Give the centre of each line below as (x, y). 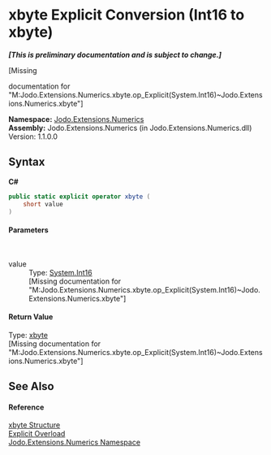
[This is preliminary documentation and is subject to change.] (115, 54)
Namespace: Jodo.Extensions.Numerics (76, 119)
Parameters (28, 230)
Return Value (31, 317)
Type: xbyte (28, 335)
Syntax (27, 162)
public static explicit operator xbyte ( (80, 197)
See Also (31, 386)
